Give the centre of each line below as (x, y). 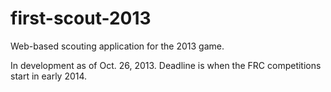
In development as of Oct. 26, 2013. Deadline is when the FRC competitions (166, 65)
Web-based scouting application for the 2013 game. (117, 46)
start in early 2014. (49, 76)
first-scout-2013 (81, 18)
